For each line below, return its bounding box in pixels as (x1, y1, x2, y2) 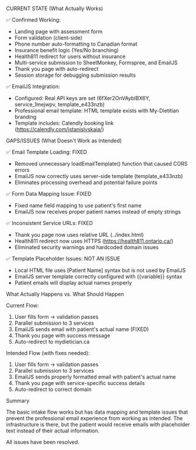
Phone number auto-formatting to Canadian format (14, 40, 137, 47)
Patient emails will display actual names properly (14, 279, 132, 286)
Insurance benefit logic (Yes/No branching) (14, 47, 119, 53)
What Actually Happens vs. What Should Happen (6, 291, 125, 298)
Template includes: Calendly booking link (14, 120, 114, 127)
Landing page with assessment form (14, 28, 103, 35)
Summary (6, 397, 30, 404)
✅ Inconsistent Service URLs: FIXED (6, 220, 93, 226)
